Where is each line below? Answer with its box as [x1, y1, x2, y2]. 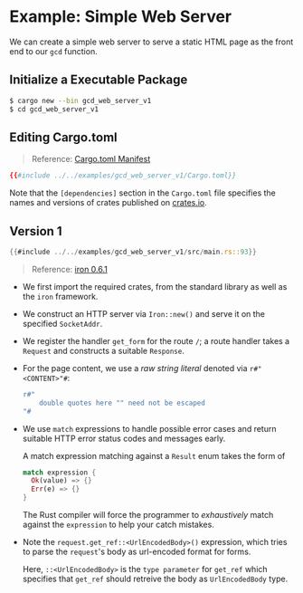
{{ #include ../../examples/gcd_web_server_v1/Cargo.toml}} [9, 171, 237, 180]
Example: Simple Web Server [9, 6, 232, 27]
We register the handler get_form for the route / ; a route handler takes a [22, 335, 290, 346]
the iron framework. [22, 291, 99, 301]
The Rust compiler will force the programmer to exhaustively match [22, 510, 274, 520]
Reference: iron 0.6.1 [31, 263, 109, 274]
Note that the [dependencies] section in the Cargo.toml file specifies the [9, 187, 276, 198]
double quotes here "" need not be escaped [39, 398, 205, 407]
